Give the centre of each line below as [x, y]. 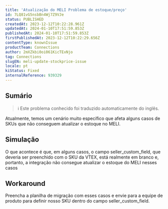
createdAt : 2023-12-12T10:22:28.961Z [45, 24]
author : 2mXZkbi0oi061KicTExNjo [39, 52]
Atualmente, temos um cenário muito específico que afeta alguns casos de [83, 118]
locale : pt [17, 66]
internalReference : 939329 [33, 76]
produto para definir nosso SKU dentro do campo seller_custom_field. [77, 201]
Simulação [22, 140]
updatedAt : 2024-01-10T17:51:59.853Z [45, 29]
